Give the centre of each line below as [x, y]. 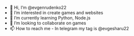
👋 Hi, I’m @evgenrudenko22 [38, 8]
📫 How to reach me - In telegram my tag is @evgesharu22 [69, 28]
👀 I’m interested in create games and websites [56, 13]
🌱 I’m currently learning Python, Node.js [50, 18]
